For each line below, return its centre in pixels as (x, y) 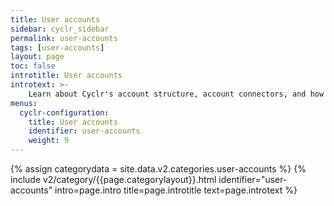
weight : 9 (49, 141)
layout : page (37, 57)
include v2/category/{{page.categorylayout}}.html (113, 179)
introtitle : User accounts (66, 76)
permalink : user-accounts (64, 38)
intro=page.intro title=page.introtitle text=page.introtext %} (176, 190)
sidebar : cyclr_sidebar (60, 29)
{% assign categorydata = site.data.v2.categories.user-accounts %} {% (158, 169)
